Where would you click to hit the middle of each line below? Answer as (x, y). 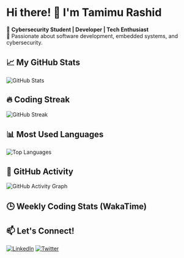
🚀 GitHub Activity (40, 171)
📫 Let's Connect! (40, 231)
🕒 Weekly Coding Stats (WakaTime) (77, 206)
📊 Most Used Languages (55, 134)
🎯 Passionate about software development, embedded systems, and (92, 36)
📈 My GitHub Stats (43, 63)
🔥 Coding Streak (38, 100)
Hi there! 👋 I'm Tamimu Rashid (84, 13)
